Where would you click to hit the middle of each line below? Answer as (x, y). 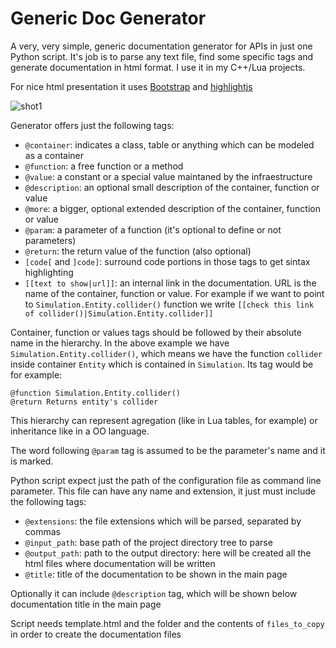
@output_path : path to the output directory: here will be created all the (168, 553)
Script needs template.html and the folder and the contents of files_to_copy (167, 623)
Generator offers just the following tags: (92, 125)
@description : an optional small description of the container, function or (172, 187)
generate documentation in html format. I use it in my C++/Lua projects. (158, 67)
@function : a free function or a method (104, 166)
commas (42, 531)
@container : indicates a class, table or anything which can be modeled (169, 144)
